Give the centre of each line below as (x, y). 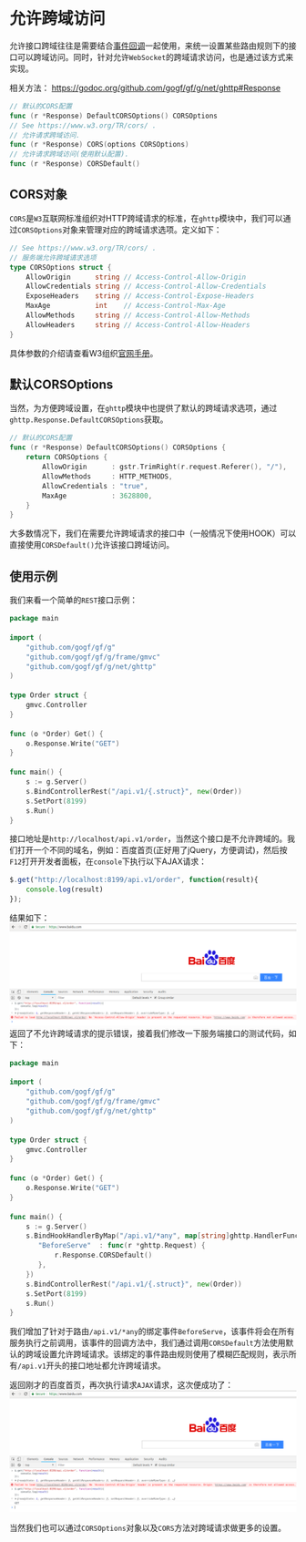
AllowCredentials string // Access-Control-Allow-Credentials (146, 287)
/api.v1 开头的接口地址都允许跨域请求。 (92, 1366)
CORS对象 (39, 195)
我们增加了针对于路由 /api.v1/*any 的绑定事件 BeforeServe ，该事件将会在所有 (152, 1331)
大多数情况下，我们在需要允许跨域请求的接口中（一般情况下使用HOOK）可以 (153, 533)
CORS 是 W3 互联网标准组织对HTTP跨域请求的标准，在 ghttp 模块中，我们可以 (147, 218)
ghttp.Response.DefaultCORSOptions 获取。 (89, 419)
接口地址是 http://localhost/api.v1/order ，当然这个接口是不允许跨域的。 (148, 838)
